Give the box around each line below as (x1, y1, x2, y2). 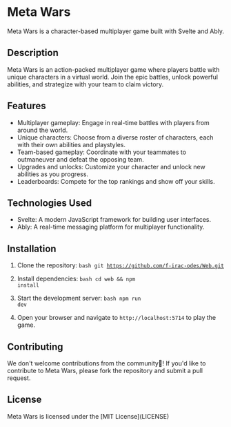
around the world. (17, 126, 68, 134)
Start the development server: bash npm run (17, 294, 141, 303)
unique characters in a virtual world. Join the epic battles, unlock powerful (7, 73, 219, 81)
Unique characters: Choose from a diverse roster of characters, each (17, 133, 214, 142)
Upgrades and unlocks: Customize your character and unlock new (17, 162, 205, 171)
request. (7, 374, 31, 382)
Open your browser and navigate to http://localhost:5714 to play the (17, 314, 216, 322)
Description (7, 47, 59, 59)
